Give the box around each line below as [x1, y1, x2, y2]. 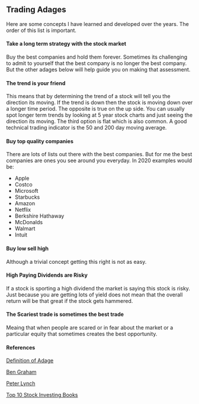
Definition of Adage [6, 357, 54, 364]
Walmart [14, 225, 36, 232]
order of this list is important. [6, 27, 77, 34]
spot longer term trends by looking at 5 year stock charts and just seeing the [6, 112, 193, 119]
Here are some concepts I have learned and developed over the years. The [6, 20, 190, 27]
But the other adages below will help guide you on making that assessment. [6, 66, 191, 73]
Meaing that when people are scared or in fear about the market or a [6, 324, 174, 331]
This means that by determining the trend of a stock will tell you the [6, 93, 171, 100]
